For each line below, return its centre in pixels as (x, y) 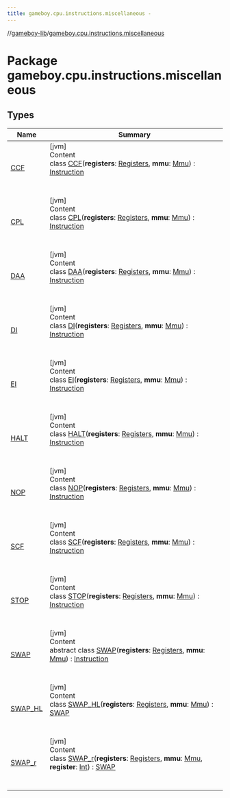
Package (33, 61)
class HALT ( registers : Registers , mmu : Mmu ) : (124, 433)
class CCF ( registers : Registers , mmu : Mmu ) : (123, 163)
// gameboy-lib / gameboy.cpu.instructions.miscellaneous (86, 33)
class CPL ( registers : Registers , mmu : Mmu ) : (122, 217)
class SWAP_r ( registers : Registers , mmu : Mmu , (126, 758)
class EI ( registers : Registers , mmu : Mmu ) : (118, 380)
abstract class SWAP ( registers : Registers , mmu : (127, 650)
